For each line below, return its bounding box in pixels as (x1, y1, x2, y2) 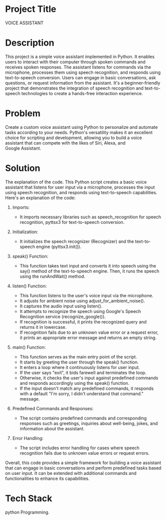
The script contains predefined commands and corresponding (19, 415, 147, 421)
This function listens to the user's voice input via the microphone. (19, 292, 154, 298)
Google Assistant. (5, 145, 41, 151)
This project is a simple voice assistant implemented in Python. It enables (5, 53, 155, 59)
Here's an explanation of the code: (5, 195, 76, 201)
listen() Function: (12, 283, 47, 289)
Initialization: (12, 229, 39, 235)
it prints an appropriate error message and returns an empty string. (19, 334, 157, 340)
